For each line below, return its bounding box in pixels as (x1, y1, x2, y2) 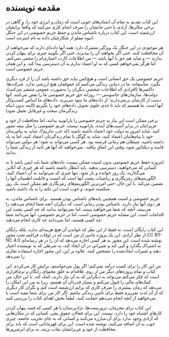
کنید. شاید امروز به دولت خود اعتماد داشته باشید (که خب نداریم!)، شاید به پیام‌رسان (6, 128, 160, 134)
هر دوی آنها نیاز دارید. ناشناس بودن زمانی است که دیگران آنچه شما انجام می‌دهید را (6, 200, 160, 206)
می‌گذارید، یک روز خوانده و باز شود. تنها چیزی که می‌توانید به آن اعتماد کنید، (6, 169, 145, 175)
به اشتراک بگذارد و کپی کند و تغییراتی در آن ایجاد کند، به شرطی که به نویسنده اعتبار (6, 242, 161, 248)
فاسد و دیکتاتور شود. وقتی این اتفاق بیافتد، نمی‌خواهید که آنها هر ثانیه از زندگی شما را (6, 144, 164, 150)
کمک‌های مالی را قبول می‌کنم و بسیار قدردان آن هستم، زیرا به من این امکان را (6, 279, 151, 285)
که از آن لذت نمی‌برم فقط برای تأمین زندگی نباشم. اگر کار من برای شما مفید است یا (6, 289, 163, 295)
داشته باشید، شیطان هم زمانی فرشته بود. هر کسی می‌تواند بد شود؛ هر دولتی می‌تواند (6, 138, 164, 145)
